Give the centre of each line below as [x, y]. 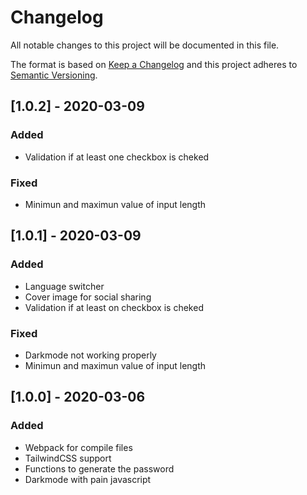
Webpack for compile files [78, 447]
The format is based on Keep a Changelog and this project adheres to [154, 64]
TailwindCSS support [68, 458]
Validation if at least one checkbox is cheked [117, 157]
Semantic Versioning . [54, 75]
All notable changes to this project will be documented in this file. [145, 45]
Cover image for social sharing [88, 297]
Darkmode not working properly [90, 355]
